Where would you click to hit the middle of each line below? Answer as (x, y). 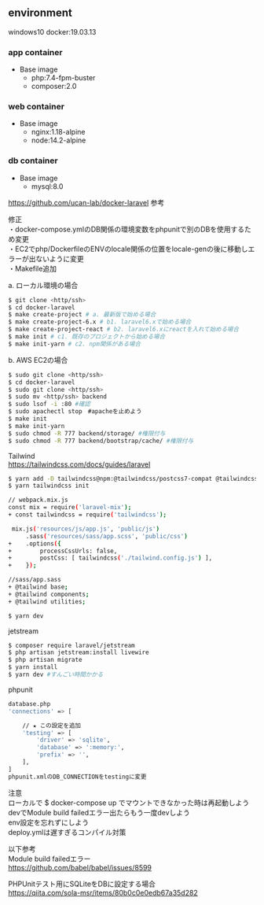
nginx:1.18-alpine (58, 132)
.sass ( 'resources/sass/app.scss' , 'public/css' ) (107, 536)
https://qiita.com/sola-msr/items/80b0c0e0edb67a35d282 (103, 892)
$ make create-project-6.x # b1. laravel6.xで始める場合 (100, 322)
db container (33, 161)
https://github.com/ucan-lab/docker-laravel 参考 (86, 202)
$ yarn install (33, 667)
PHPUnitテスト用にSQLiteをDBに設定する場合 (82, 884)
